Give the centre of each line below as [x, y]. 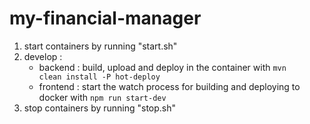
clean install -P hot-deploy [99, 77]
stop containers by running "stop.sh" [100, 108]
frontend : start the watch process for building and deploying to [169, 86]
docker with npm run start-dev [102, 97]
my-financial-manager [105, 18]
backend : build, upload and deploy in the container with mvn [162, 67]
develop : [43, 56]
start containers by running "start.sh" [100, 46]
